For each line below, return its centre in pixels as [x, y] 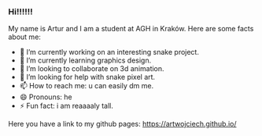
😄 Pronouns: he [46, 97]
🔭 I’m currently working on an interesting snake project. [109, 52]
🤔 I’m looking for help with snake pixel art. [87, 77]
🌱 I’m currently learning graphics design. [85, 60]
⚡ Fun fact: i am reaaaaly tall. [66, 106]
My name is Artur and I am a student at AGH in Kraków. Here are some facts [131, 29]
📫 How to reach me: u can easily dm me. [87, 86]
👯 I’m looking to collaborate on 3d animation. [92, 69]
